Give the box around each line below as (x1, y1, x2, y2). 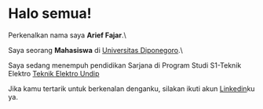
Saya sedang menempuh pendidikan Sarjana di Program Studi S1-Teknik (8, 60, 242, 70)
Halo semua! (8, 5, 92, 23)
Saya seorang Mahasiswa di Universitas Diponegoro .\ (8, 45, 183, 54)
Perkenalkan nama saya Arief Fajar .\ (8, 30, 127, 40)
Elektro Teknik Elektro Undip (8, 69, 100, 78)
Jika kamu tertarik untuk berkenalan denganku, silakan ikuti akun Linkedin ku (8, 83, 255, 93)
